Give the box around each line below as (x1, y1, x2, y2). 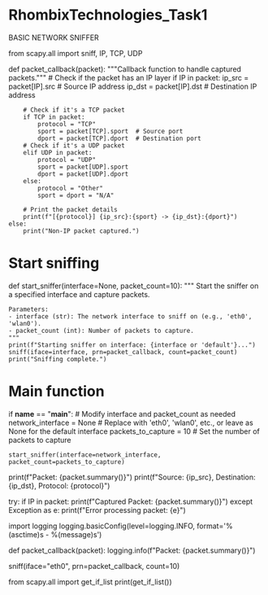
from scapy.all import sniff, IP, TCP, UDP (8, 48, 143, 58)
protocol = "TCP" (37, 120, 96, 128)
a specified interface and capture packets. (8, 289, 150, 299)
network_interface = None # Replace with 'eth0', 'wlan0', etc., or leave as (8, 418, 253, 427)
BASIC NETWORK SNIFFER (8, 33, 99, 42)
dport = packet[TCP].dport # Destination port (37, 134, 201, 142)
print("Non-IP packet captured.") (23, 226, 140, 235)
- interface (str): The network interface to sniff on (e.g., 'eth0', (8, 312, 253, 321)
